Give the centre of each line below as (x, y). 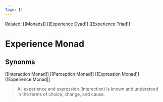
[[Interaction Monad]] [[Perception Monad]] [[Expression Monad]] (72, 74)
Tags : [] (14, 10)
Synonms (20, 62)
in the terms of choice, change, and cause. (61, 94)
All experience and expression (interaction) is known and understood (88, 89)
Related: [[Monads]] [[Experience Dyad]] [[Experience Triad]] (68, 24)
